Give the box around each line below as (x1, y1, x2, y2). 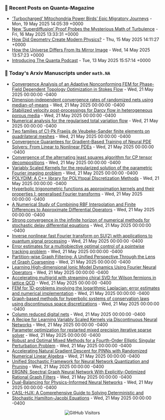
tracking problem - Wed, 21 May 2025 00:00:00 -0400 (11, 248, 123, 254)
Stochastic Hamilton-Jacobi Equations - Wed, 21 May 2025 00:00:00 (11, 395, 152, 401)
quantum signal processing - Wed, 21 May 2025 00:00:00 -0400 (11, 238, 143, 244)
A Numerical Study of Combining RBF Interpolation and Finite (11, 201, 136, 207)
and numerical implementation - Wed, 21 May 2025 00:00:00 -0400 (11, 290, 150, 296)
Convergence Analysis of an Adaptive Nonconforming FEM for (11, 81, 139, 87)
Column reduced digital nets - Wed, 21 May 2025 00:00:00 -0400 (11, 311, 146, 317)
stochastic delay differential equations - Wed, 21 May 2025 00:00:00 (11, 222, 151, 228)
